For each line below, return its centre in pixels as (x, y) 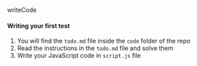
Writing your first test (38, 25)
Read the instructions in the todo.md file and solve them (95, 48)
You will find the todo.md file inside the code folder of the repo (104, 41)
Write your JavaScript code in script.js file (79, 56)
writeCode (22, 10)
